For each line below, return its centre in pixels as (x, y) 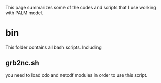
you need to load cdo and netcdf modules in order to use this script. (76, 75)
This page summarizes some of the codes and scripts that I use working (81, 7)
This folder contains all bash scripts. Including (53, 47)
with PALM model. (24, 13)
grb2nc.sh (22, 63)
